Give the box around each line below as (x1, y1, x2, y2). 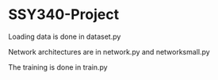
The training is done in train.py (8, 62, 109, 72)
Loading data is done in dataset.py (8, 32, 121, 41)
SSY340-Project (8, 6, 120, 24)
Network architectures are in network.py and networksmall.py (8, 47, 210, 56)
